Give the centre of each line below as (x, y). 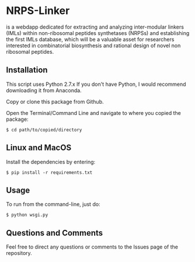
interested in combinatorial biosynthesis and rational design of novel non (93, 46)
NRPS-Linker (38, 11)
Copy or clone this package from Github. (55, 102)
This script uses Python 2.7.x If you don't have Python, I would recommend (96, 84)
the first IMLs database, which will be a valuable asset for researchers (90, 39)
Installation (27, 70)
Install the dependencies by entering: (51, 162)
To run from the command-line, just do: (53, 204)
